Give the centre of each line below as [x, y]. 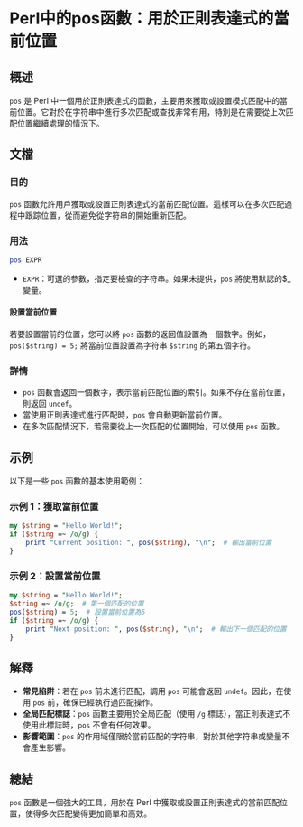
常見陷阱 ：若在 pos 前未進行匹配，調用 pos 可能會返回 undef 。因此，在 [153, 691]
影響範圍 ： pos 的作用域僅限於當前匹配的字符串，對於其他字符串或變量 [152, 737]
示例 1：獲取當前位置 [54, 507]
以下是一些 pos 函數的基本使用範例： [77, 481]
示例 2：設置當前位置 [55, 576]
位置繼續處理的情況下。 [60, 123]
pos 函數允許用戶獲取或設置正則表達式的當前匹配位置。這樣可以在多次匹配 [147, 203]
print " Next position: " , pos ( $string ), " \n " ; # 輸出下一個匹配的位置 [156, 629]
